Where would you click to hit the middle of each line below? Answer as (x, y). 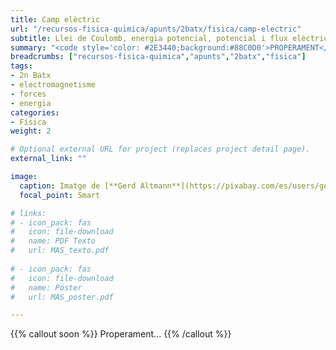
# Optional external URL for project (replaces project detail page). (160, 149)
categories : (35, 112)
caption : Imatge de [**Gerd (78, 186)
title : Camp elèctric (55, 19)
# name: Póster (46, 287)
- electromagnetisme (53, 85)
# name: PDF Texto (53, 241)
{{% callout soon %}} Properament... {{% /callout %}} (121, 334)
